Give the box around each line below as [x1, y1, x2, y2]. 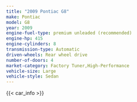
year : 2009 [6, 24, 33, 31]
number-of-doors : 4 [6, 57, 54, 63]
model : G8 [6, 19, 30, 25]
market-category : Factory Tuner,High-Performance [6, 62, 130, 69]
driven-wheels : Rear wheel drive [6, 52, 88, 58]
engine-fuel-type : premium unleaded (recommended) [6, 30, 132, 36]
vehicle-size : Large [6, 68, 57, 74]
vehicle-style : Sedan [6, 73, 59, 79]
